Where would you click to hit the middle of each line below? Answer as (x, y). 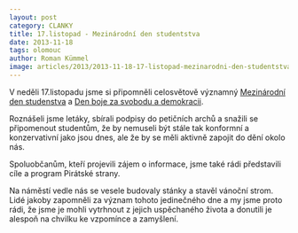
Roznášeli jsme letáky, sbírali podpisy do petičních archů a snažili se (134, 118)
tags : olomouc (35, 50)
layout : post (33, 17)
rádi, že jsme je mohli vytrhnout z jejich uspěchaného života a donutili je (141, 209)
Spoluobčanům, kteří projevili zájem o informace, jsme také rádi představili (145, 164)
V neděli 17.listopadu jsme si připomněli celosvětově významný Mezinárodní (147, 92)
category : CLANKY (41, 26)
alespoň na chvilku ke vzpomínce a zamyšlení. (94, 219)
